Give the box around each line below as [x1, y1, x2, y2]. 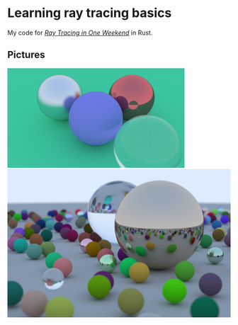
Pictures [7, 49, 45, 61]
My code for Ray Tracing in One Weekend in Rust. [7, 28, 153, 37]
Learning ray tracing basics [7, 5, 172, 21]
